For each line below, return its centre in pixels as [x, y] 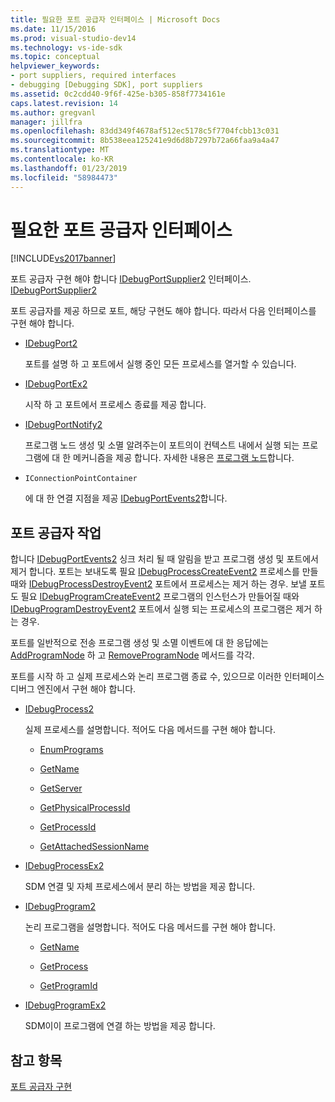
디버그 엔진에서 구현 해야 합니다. [73, 689]
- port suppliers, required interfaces [93, 76]
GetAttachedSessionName [94, 847]
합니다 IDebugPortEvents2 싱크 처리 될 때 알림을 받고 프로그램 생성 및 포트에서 [164, 559]
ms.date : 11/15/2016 [53, 29]
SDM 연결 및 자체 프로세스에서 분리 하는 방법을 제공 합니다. [140, 887]
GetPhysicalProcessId [85, 808]
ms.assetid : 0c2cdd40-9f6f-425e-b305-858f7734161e [118, 94]
